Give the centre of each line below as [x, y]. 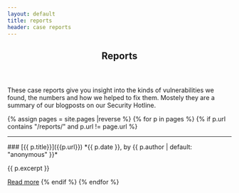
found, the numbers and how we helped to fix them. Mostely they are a [111, 97]
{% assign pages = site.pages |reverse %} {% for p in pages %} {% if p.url [117, 118]
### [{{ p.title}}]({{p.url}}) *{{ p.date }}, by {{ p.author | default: [100, 147]
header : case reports [39, 27]
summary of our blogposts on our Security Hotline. [82, 105]
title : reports [30, 21]
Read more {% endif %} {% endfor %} [63, 182]
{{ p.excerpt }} [28, 168]
